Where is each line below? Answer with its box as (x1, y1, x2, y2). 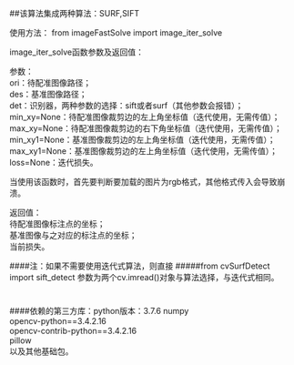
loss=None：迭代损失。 (9, 157, 98, 167)
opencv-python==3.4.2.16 (9, 316, 107, 327)
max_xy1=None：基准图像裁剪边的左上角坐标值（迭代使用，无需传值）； (9, 146, 278, 157)
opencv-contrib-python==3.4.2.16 (9, 326, 137, 337)
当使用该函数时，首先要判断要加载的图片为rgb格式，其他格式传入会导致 (9, 177, 278, 187)
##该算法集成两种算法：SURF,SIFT (9, 8, 139, 18)
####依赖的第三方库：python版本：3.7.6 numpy (9, 306, 189, 317)
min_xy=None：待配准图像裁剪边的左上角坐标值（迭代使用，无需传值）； (9, 112, 280, 122)
